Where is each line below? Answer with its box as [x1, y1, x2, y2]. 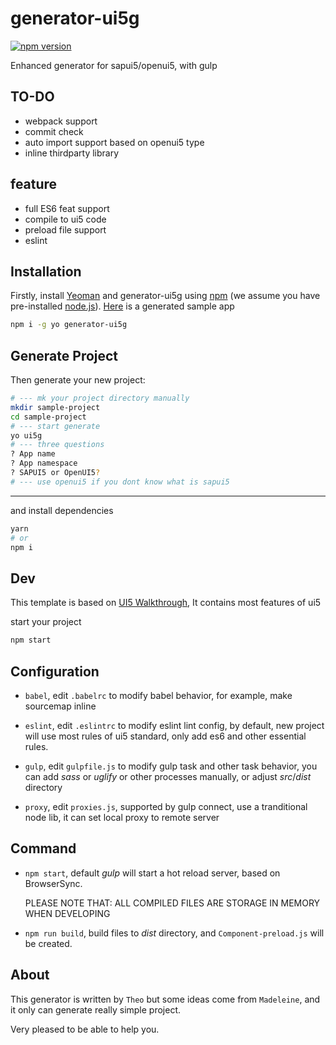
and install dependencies [10, 504, 114, 516]
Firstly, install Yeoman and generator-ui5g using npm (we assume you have [10, 290, 321, 302]
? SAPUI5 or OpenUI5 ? [10, 468, 101, 478]
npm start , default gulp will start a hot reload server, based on [24, 867, 281, 879]
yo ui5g [10, 430, 43, 441]
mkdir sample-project [10, 402, 101, 412]
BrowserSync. [24, 877, 83, 889]
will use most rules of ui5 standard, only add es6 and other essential [24, 730, 307, 742]
